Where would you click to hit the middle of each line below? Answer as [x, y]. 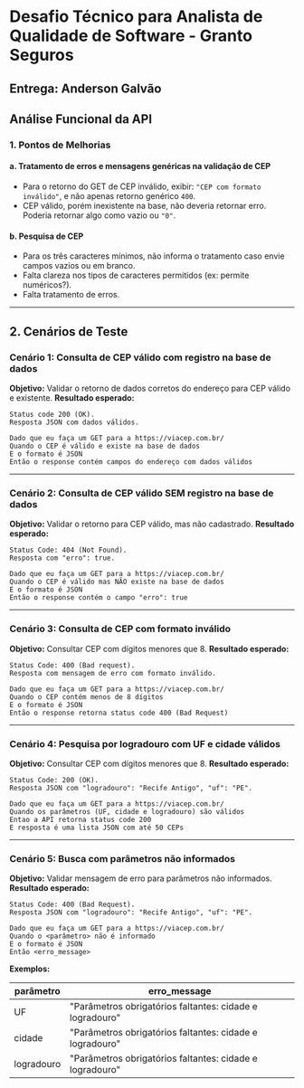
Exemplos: [30, 969]
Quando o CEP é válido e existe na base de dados [105, 446]
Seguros [42, 55]
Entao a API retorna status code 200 [81, 819]
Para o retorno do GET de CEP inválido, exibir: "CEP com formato [142, 186]
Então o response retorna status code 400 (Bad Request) [119, 713]
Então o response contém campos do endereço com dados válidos [131, 462]
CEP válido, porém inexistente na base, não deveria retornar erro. [144, 206]
